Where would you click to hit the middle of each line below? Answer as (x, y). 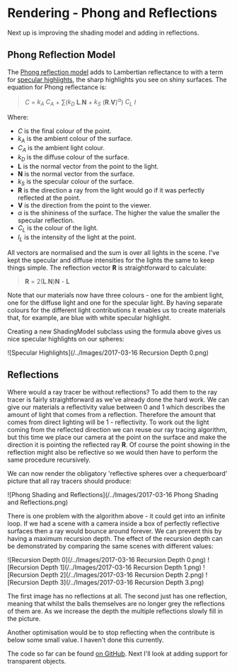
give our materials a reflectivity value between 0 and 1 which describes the (116, 407)
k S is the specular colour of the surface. (76, 182)
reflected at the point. (49, 198)
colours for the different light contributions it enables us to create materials (116, 310)
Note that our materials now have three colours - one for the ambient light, (116, 295)
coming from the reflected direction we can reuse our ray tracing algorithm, (117, 429)
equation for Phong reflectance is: (57, 87)
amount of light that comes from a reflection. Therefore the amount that (111, 414)
